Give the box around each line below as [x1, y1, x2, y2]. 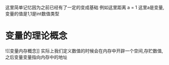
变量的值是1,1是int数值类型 [5, 11, 60, 17]
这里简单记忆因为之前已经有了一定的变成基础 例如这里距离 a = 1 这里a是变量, [5, 5, 164, 10]
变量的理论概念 [5, 30, 68, 42]
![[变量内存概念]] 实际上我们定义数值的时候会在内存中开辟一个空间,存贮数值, [5, 47, 163, 54]
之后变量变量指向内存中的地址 [5, 54, 67, 60]
